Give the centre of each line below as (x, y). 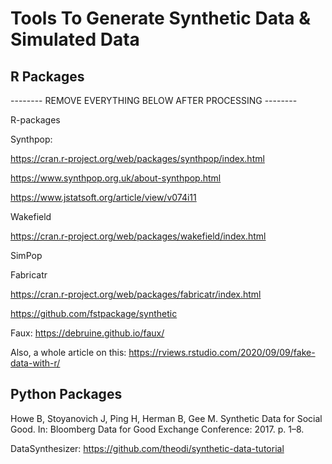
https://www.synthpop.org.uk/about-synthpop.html (116, 178)
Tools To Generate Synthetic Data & (160, 18)
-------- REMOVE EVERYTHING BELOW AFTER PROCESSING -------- (154, 100)
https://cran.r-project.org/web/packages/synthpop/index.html (137, 158)
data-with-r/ (35, 363)
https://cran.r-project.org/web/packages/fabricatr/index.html (136, 294)
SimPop (26, 255)
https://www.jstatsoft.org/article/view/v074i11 (103, 197)
